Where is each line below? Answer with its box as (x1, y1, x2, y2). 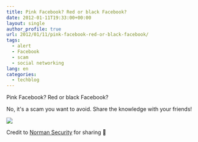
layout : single (6, 20, 45, 26)
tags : (6, 37, 20, 43)
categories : (6, 71, 37, 77)
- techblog (12, 77, 40, 83)
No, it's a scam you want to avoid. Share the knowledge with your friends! (6, 105, 193, 113)
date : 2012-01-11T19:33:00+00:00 (6, 15, 92, 21)
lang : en (6, 65, 29, 72)
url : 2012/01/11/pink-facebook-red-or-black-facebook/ (6, 32, 149, 38)
